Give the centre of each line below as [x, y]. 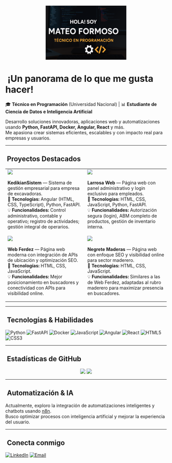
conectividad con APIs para [36, 288]
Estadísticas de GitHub [44, 359]
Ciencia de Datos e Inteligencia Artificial [49, 112]
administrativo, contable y [35, 216]
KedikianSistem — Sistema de [40, 183]
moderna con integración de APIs [43, 255]
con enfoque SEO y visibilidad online [126, 255]
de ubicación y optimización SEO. [43, 260]
